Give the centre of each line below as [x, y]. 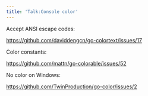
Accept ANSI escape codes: [41, 29]
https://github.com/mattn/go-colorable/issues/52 [66, 63]
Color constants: [26, 52]
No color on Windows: [33, 75]
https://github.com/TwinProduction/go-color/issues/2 [72, 86]
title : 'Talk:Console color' [42, 12]
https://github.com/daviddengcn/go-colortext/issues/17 [74, 40]
